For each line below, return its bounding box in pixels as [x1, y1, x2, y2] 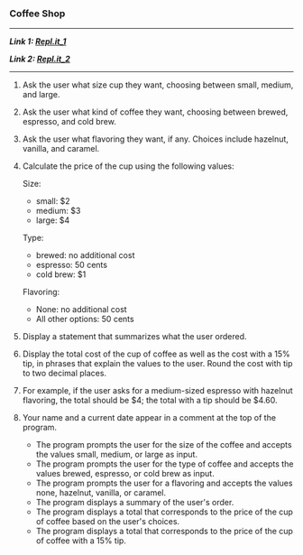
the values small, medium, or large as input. [35, 449, 198, 460]
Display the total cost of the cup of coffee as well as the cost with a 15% [22, 348, 290, 359]
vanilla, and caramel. [22, 143, 100, 154]
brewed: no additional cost [35, 250, 135, 261]
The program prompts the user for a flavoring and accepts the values [35, 477, 293, 489]
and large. [22, 89, 60, 100]
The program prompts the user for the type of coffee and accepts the [35, 458, 294, 469]
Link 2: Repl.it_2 [9, 53, 70, 65]
